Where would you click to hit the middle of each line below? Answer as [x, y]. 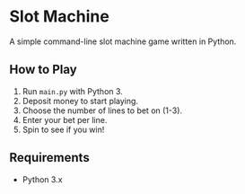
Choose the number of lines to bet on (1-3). [102, 110]
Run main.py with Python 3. [72, 91]
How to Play [44, 70]
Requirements [49, 158]
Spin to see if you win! [63, 129]
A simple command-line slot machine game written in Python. [123, 41]
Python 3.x [42, 179]
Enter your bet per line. [65, 119]
